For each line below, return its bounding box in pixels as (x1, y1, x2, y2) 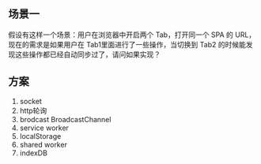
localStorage (19, 131, 62, 140)
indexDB (19, 148, 47, 158)
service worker (19, 123, 70, 132)
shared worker (19, 140, 67, 149)
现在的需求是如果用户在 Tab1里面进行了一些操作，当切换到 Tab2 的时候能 (8, 39, 247, 49)
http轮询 (19, 106, 47, 115)
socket (19, 96, 42, 106)
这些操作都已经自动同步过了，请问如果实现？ (14, 50, 161, 59)
